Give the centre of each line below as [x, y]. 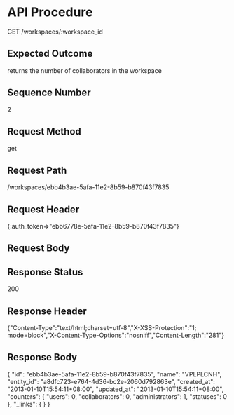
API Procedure [50, 12]
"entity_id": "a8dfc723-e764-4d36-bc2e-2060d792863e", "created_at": [111, 381]
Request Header [43, 209]
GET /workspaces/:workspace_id [55, 32]
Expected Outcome [50, 54]
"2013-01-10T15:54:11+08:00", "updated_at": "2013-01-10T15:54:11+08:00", [116, 389]
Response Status [45, 272]
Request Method [44, 131]
